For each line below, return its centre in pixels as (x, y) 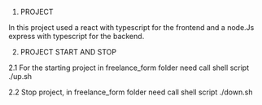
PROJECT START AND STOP (68, 52)
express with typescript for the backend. (76, 36)
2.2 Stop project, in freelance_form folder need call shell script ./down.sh (131, 92)
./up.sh (20, 76)
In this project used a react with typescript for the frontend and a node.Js (131, 27)
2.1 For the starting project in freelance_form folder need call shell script (129, 68)
